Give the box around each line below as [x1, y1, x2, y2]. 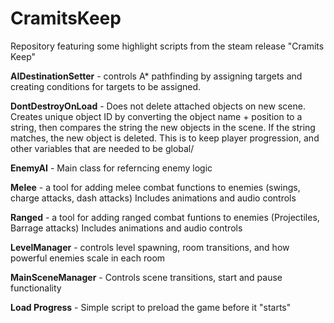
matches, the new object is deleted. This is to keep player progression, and [10, 132, 320, 144]
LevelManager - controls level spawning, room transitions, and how [10, 241, 290, 253]
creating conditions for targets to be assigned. [10, 80, 202, 92]
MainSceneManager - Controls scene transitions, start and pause [10, 271, 283, 283]
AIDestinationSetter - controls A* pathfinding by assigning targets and [10, 70, 303, 82]
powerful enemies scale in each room [10, 252, 166, 264]
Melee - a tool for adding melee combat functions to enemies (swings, [10, 181, 301, 193]
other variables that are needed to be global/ [10, 142, 195, 154]
